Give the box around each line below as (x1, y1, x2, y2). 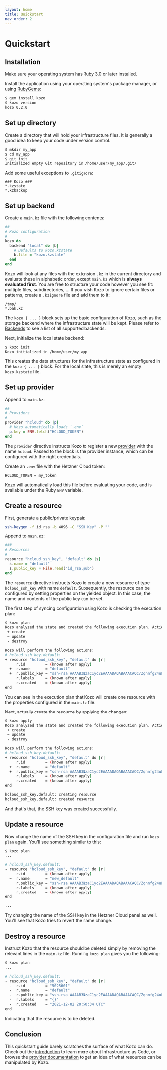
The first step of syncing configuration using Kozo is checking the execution (5, 605, 162, 611)
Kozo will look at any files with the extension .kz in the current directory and (5, 271, 161, 277)
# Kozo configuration (5, 229, 50, 234)
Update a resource (5, 820, 64, 829)
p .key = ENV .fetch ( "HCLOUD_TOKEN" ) (9, 429, 83, 434)
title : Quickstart (5, 12, 43, 17)
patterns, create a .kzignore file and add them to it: (5, 292, 110, 298)
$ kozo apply (5, 718, 32, 723)
